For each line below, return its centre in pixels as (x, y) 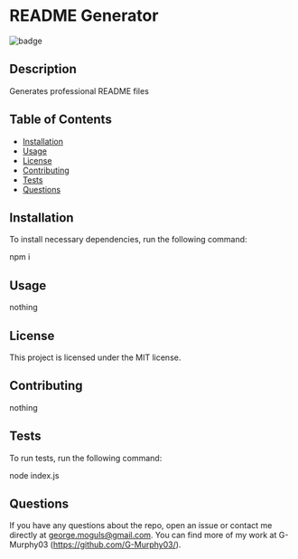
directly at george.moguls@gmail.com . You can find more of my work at (143, 535)
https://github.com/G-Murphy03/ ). (117, 545)
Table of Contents (61, 120)
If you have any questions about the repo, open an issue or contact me (141, 526)
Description (43, 69)
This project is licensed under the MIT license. (95, 357)
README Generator (84, 16)
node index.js (34, 475)
